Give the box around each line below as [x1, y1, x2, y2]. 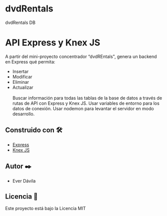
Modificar [12, 73, 32, 80]
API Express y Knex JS [5, 37, 101, 48]
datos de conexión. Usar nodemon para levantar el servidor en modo [12, 105, 154, 111]
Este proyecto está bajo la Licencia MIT [5, 206, 86, 212]
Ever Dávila [12, 178, 36, 184]
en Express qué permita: [5, 58, 56, 65]
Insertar [12, 68, 29, 74]
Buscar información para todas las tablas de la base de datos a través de [12, 95, 163, 101]
